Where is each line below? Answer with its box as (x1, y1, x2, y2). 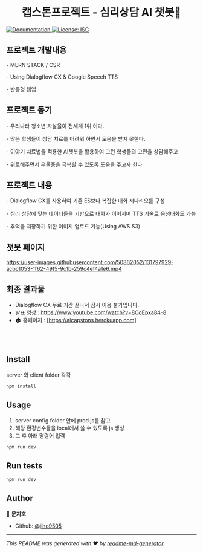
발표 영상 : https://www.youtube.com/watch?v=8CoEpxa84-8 (14, 309, 167, 316)
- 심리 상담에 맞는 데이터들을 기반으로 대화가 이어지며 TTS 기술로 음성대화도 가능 (6, 210, 196, 218)
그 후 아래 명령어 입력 (14, 432, 65, 439)
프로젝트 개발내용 (6, 45, 67, 55)
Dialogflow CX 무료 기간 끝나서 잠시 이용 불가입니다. (14, 302, 140, 308)
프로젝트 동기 (6, 105, 53, 115)
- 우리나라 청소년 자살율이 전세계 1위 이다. (6, 122, 105, 129)
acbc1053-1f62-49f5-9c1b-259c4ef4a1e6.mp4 (6, 265, 122, 273)
